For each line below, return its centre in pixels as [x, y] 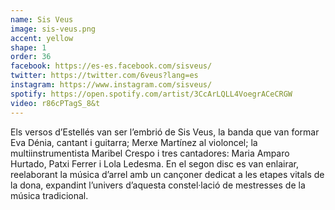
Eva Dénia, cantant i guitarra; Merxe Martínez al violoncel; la [134, 142]
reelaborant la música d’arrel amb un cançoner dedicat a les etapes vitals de [167, 174]
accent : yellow [42, 38]
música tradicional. [49, 195]
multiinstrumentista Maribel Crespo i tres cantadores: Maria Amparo [150, 153]
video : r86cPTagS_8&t [55, 103]
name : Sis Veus [42, 19]
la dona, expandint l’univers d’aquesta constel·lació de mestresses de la [158, 185]
